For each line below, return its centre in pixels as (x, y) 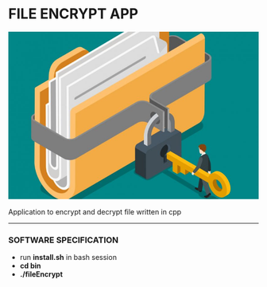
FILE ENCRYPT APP (74, 14)
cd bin (30, 266)
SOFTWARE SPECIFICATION (64, 240)
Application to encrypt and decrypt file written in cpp (95, 211)
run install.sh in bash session (68, 258)
